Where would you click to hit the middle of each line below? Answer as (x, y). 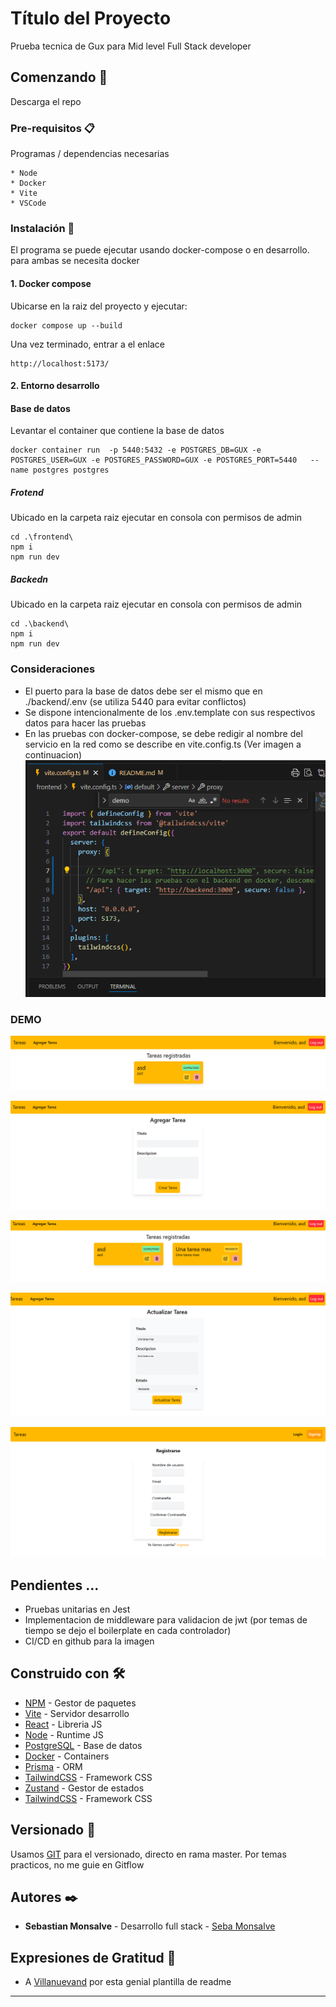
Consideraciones (53, 669)
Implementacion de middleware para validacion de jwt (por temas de (166, 1620)
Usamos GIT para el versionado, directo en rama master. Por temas (148, 1854)
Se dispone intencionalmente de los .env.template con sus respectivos (170, 712)
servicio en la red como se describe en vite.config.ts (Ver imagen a (163, 744)
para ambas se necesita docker (75, 261)
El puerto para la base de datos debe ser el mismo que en (143, 691)
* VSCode (28, 203)
